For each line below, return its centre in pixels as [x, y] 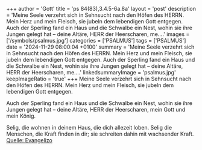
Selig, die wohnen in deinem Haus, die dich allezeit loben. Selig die [89, 127]
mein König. [21, 116]
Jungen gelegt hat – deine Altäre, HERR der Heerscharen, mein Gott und [96, 109]
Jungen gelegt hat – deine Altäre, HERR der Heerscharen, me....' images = [98, 34]
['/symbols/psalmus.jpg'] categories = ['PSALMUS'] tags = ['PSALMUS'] [96, 40]
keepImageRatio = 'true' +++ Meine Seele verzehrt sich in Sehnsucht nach [99, 79]
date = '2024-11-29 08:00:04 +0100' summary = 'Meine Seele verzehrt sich [100, 47]
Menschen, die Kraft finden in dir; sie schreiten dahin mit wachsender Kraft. [100, 134]
